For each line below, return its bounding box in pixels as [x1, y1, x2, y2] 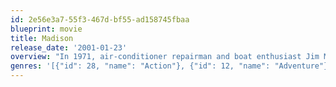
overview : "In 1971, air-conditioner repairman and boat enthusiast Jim [10, 52, 320, 62]
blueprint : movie [10, 24, 83, 34]
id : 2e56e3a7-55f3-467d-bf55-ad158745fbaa [10, 14, 190, 25]
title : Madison [10, 33, 74, 43]
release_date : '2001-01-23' [10, 42, 128, 53]
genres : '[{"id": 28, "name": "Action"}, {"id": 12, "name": [10, 61, 271, 71]
